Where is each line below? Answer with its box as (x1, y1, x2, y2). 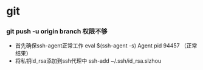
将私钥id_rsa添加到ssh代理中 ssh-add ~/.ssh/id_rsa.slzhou (15, 57, 162, 65)
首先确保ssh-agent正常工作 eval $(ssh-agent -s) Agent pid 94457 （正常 (15, 42, 198, 49)
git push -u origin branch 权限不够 (6, 27, 108, 36)
